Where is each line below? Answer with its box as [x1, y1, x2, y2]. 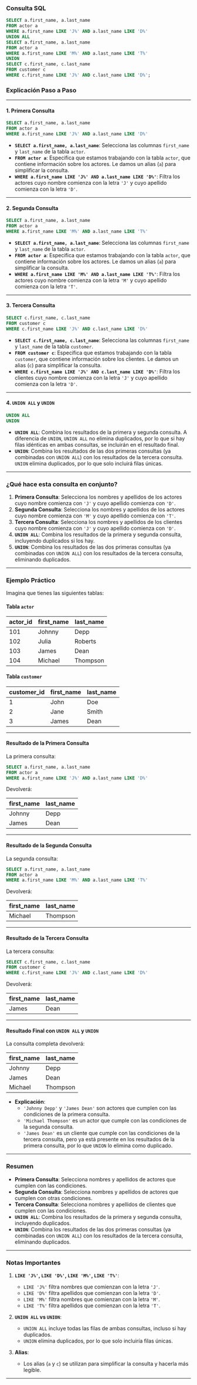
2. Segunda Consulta [6, 204, 59, 211]
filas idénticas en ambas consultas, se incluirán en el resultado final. [14, 441, 180, 448]
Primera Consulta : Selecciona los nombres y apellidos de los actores [14, 493, 182, 500]
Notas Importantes [6, 1258, 61, 1267]
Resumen [6, 1163, 34, 1171]
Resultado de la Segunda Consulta [6, 842, 92, 849]
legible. [23, 1366, 42, 1373]
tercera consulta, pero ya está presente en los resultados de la [23, 1136, 175, 1143]
